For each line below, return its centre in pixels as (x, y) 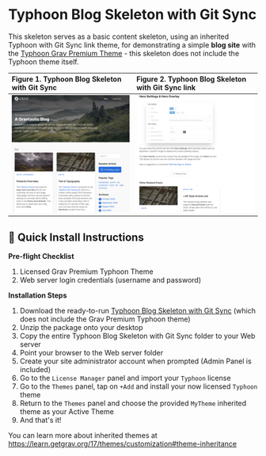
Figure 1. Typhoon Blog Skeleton (66, 79)
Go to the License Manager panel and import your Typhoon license (125, 378)
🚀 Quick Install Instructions (76, 237)
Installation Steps (38, 295)
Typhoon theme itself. (44, 62)
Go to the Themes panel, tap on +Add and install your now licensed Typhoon (139, 386)
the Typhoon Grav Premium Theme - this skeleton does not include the (124, 53)
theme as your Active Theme (67, 412)
